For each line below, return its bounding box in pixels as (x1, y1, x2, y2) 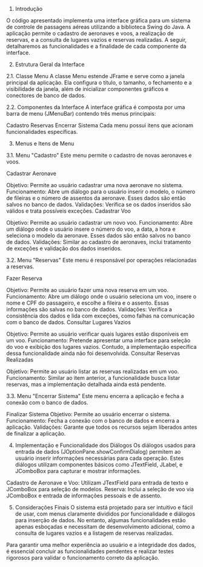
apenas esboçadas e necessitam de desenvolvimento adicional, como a (15, 523, 195, 530)
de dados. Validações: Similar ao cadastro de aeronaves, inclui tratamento (6, 239, 191, 245)
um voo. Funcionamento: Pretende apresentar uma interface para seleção (6, 337, 191, 344)
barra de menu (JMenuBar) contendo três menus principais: (6, 110, 156, 117)
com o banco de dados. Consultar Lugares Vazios (6, 319, 131, 326)
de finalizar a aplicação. (6, 430, 66, 437)
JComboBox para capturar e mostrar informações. (15, 468, 141, 474)
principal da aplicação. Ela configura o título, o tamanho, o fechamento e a (6, 79, 192, 86)
